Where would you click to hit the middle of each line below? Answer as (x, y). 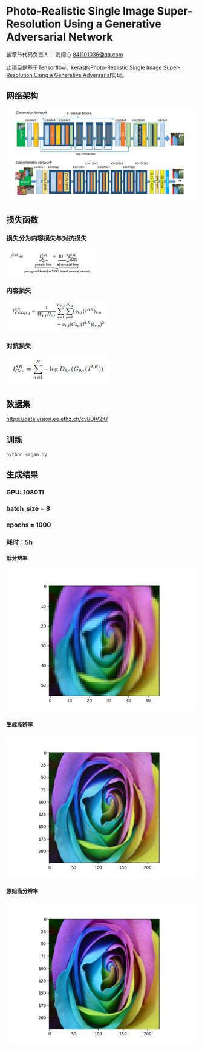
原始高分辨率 (22, 891)
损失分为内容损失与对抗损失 (47, 238)
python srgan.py (27, 455)
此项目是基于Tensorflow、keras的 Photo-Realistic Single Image (84, 67)
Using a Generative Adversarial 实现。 (80, 75)
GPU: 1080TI (25, 493)
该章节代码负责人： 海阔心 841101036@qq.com (65, 54)
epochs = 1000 (29, 525)
